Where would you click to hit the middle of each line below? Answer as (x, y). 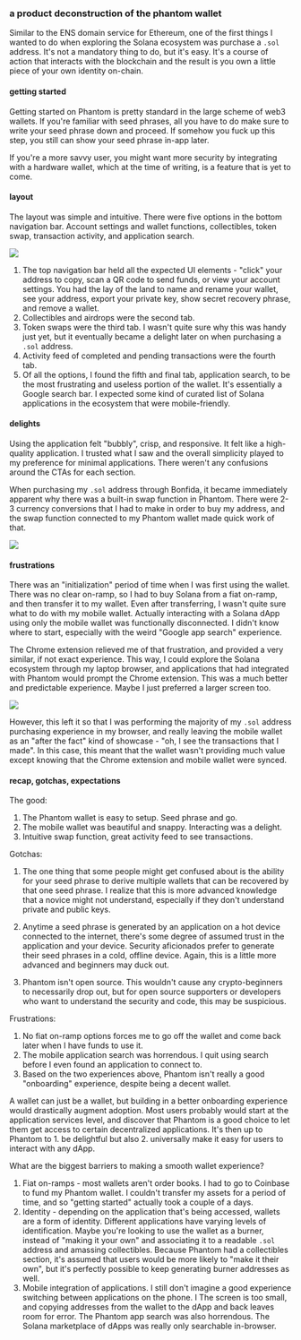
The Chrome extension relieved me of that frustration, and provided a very (146, 650)
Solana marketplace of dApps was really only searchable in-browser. (149, 1326)
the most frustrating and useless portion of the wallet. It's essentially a (152, 384)
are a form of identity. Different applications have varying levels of (144, 1222)
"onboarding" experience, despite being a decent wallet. (126, 1084)
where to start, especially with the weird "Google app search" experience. (146, 632)
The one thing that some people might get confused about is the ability (153, 872)
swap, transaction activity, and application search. (102, 236)
